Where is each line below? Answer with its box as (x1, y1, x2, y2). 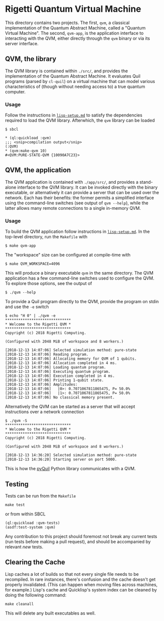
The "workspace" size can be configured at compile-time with (5, 252, 131, 258)
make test (5, 502, 25, 507)
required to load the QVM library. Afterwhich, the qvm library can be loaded (5, 117, 155, 123)
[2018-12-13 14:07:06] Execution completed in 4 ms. (5, 373, 115, 379)
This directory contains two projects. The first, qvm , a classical (5, 20, 130, 26)
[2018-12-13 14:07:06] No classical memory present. (5, 395, 115, 400)
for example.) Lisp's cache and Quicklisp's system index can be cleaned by (5, 587, 157, 593)
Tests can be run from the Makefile (5, 493, 76, 499)
